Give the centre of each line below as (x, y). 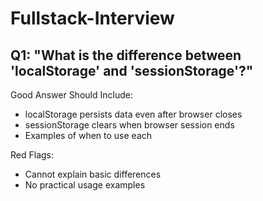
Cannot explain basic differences (93, 174)
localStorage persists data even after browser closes (133, 114)
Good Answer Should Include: (71, 95)
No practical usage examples (85, 185)
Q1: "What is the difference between (126, 55)
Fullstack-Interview (92, 18)
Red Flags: (32, 155)
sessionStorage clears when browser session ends (129, 125)
